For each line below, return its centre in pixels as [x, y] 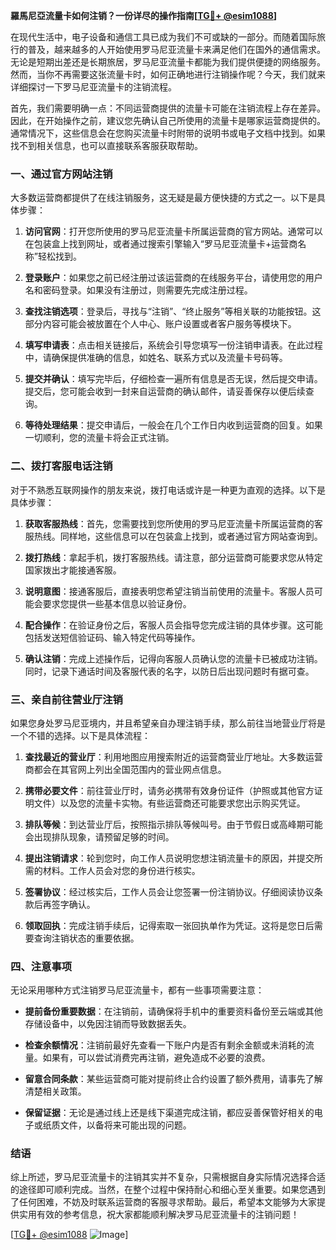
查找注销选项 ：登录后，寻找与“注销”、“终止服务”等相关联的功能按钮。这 [173, 311]
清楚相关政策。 [55, 1091]
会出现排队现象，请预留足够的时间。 [99, 836]
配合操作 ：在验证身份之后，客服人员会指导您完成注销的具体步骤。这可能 [173, 625]
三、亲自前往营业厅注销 [66, 699]
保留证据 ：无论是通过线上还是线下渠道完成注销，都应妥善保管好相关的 [169, 1113]
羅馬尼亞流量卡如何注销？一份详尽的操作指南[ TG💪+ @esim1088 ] [144, 15]
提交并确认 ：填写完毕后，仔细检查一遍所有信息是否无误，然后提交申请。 [173, 379]
